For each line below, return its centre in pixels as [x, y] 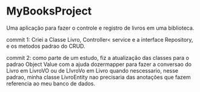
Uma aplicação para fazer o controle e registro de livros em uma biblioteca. [100, 28]
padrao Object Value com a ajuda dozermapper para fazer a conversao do [99, 64]
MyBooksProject [49, 11]
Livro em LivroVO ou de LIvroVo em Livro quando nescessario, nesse [92, 70]
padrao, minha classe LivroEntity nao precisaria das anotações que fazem [98, 77]
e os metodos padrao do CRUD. [46, 46]
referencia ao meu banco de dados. [51, 84]
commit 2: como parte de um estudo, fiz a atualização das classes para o [98, 57]
